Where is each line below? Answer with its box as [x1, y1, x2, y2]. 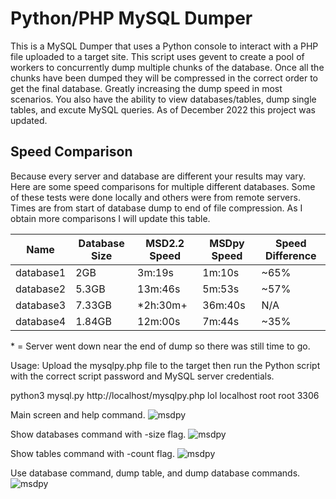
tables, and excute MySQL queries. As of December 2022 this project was [10, 103, 316, 116]
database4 [15, 314, 67, 328]
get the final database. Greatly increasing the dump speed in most [10, 82, 283, 94]
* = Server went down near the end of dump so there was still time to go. [10, 340, 311, 352]
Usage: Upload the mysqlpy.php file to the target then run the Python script [10, 359, 321, 371]
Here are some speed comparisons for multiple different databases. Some [10, 180, 316, 192]
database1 [15, 265, 67, 279]
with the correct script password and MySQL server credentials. [10, 370, 275, 382]
